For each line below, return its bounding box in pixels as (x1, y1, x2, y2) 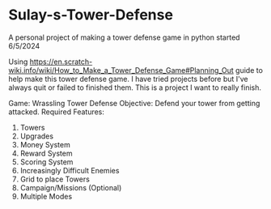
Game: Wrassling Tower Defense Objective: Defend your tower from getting (8, 98, 260, 108)
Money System (19, 139, 70, 149)
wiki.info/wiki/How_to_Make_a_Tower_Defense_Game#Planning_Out (8, 65, 235, 75)
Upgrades (19, 131, 54, 141)
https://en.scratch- (29, 57, 93, 66)
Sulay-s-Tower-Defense (8, 6, 174, 24)
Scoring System (19, 156, 74, 167)
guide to (235, 65, 263, 75)
